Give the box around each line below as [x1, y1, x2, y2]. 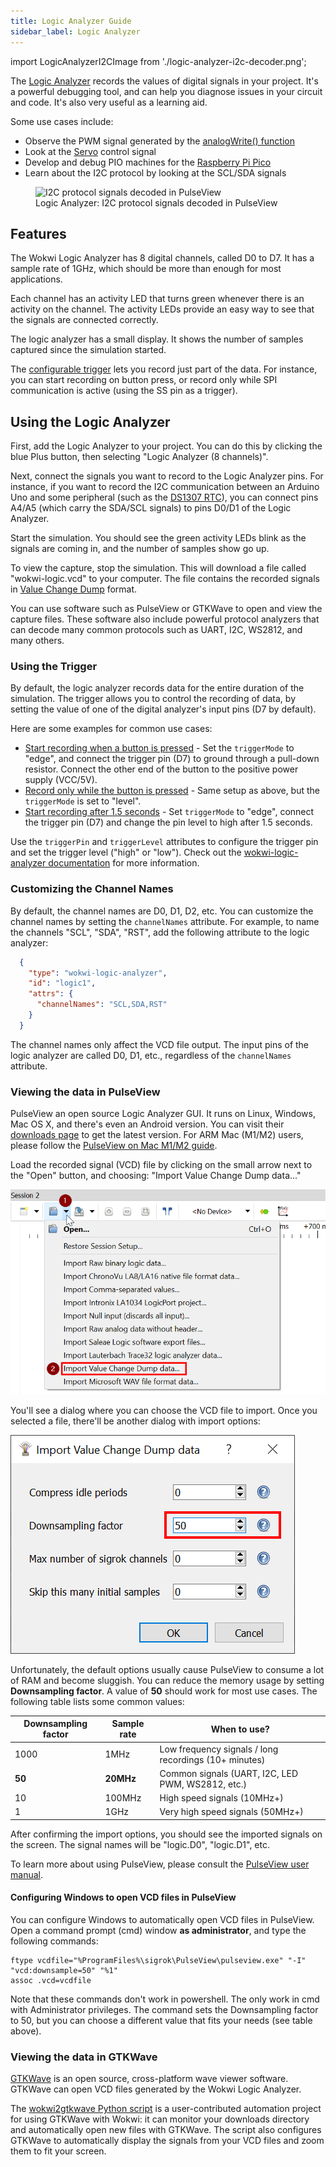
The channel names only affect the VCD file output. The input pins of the [10, 1038, 310, 1050]
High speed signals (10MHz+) [159, 1792, 284, 1804]
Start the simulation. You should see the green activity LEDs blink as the [10, 532, 307, 544]
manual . [10, 1868, 43, 1880]
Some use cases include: [10, 115, 114, 127]
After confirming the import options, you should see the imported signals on [10, 1828, 323, 1840]
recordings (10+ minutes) [159, 1753, 266, 1765]
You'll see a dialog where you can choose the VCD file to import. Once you [10, 1404, 318, 1416]
